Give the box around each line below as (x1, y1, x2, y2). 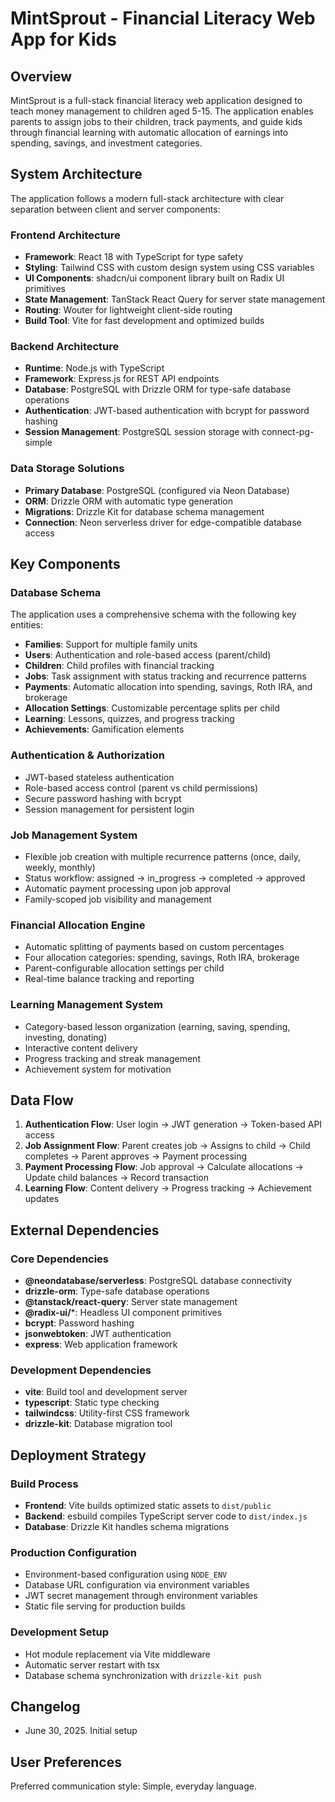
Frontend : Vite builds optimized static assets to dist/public (24, 1500, 272, 1512)
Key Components (10, 556, 121, 573)
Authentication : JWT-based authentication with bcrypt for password (24, 405, 310, 417)
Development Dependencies (10, 1363, 152, 1377)
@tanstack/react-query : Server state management (24, 1296, 238, 1308)
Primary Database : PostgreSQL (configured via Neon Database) (24, 484, 290, 496)
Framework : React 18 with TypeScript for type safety (24, 251, 244, 263)
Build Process (10, 1477, 79, 1491)
